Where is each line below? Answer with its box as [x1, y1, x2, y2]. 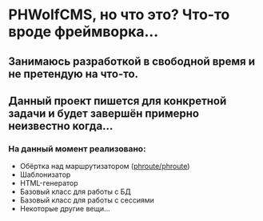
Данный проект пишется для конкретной [8, 94, 227, 107]
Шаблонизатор [19, 170, 71, 179]
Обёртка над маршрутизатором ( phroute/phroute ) [19, 162, 190, 171]
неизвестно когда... [8, 119, 114, 133]
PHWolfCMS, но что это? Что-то [8, 6, 230, 24]
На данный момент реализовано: [8, 143, 146, 154]
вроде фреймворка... [8, 22, 159, 41]
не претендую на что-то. [8, 66, 138, 81]
